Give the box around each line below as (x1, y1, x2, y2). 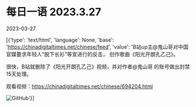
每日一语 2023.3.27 (6, 5, 101, 19)
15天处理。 (6, 70, 32, 77)
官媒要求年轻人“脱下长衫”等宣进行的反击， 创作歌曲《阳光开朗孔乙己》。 (6, 50, 179, 57)
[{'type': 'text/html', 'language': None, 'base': (6, 36, 115, 43)
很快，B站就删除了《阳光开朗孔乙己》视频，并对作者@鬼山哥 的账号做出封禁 (6, 63, 190, 70)
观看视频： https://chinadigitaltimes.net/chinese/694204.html (6, 82, 153, 89)
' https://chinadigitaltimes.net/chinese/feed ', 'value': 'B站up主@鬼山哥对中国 (6, 43, 189, 50)
